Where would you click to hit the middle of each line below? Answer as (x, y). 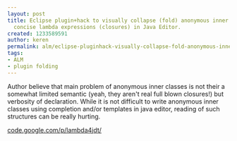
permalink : (23, 47)
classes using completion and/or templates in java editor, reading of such (114, 109)
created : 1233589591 (38, 33)
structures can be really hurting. (54, 116)
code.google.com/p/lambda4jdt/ (55, 130)
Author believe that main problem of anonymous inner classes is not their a (116, 86)
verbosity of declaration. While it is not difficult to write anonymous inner (113, 101)
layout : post (26, 14)
